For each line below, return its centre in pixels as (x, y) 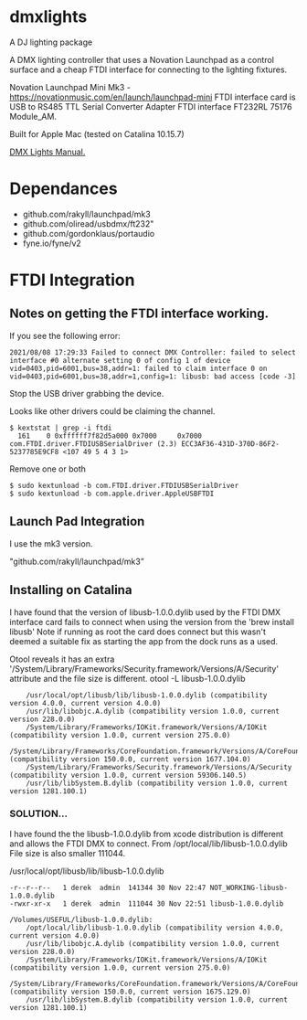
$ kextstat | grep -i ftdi (61, 428)
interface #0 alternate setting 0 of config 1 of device (120, 360)
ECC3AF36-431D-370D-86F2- (231, 444)
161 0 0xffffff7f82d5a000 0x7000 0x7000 (110, 436)
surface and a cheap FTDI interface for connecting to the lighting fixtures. (148, 69)
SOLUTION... (39, 813)
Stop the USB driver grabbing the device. (87, 393)
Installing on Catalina (71, 590)
